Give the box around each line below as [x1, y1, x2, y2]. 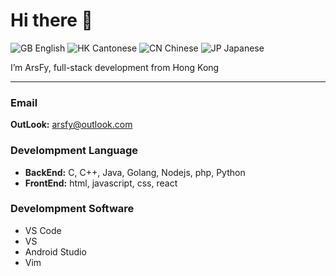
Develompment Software [10, 202, 135, 216]
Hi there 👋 [10, 9, 93, 32]
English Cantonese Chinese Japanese [34, 42, 265, 54]
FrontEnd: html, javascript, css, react [24, 177, 178, 189]
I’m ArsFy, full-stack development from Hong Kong [10, 61, 220, 73]
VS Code [24, 224, 62, 236]
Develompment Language [10, 144, 138, 158]
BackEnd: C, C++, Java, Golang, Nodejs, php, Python [24, 166, 246, 178]
